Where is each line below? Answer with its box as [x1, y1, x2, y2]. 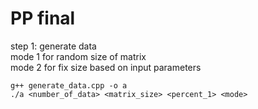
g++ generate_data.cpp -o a [10, 80, 128, 91]
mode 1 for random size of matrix [10, 50, 147, 62]
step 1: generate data [10, 40, 97, 52]
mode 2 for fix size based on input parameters [10, 61, 202, 73]
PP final [10, 7, 76, 30]
